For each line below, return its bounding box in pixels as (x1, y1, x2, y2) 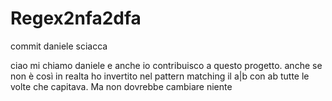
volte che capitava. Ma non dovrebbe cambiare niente (10, 80, 233, 92)
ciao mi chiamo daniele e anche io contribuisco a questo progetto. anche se (10, 59, 323, 71)
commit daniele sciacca (10, 40, 108, 52)
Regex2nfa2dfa (10, 7, 142, 30)
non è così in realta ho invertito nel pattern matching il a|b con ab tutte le (10, 70, 310, 82)
